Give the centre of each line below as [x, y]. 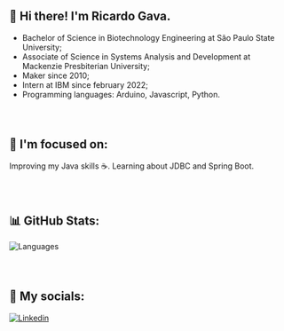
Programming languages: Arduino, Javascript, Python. [121, 94]
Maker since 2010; [56, 75]
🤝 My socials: [47, 297]
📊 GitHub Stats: [55, 221]
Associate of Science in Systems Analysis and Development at [136, 56]
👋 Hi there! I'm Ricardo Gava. [90, 16]
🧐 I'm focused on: [59, 144]
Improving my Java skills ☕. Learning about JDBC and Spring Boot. [132, 166]
